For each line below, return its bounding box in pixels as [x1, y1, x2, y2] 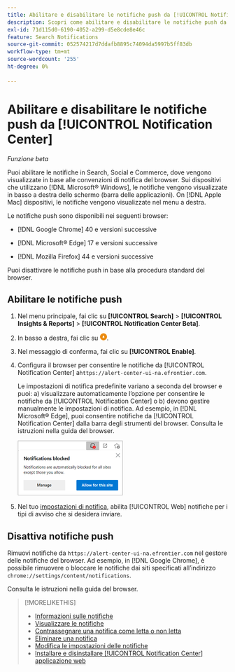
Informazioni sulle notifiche [34, 612, 113, 620]
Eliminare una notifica [34, 634, 98, 643]
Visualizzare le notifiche [34, 619, 104, 628]
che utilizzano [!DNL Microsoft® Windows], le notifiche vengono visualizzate [7, 183, 228, 191]
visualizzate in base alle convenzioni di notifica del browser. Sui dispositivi [7, 175, 222, 184]
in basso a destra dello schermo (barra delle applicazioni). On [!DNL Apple [7, 190, 222, 199]
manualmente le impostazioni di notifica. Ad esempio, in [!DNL [17, 404, 197, 413]
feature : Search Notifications [7, 34, 99, 41]
